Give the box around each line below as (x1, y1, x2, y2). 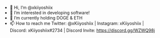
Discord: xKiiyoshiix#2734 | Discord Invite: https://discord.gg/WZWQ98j (9, 27, 155, 33)
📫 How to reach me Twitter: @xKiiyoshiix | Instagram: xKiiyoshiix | (9, 20, 144, 26)
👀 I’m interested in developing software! (9, 10, 90, 16)
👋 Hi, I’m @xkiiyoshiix (9, 5, 53, 10)
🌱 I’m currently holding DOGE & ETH (9, 15, 83, 20)
